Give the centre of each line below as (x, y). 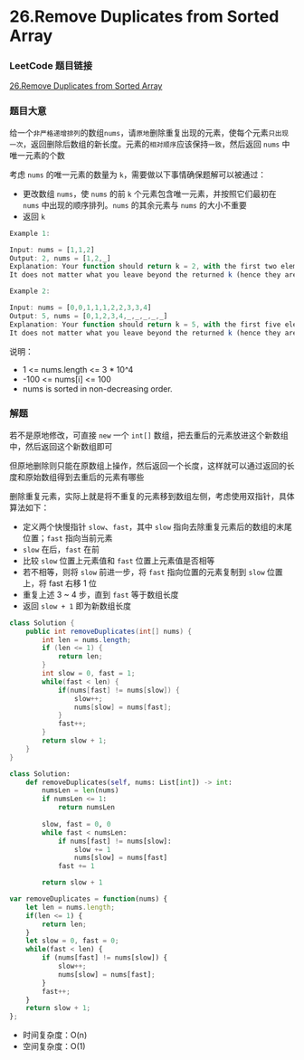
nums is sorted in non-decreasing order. (98, 388)
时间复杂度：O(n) (55, 1035)
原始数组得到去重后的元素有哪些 (85, 477)
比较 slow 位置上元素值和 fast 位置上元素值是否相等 (119, 560)
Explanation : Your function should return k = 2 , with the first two (143, 267)
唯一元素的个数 (37, 155)
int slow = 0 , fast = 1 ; (89, 674)
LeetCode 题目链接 (51, 66)
